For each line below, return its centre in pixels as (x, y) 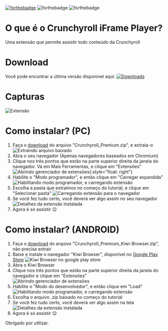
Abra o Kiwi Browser (34, 265)
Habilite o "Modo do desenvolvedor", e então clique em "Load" (77, 286)
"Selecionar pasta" (32, 193)
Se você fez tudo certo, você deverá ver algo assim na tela (73, 302)
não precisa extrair (32, 249)
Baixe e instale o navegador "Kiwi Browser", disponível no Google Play (85, 254)
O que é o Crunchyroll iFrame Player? (84, 28)
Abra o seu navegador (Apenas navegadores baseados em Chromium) (86, 156)
